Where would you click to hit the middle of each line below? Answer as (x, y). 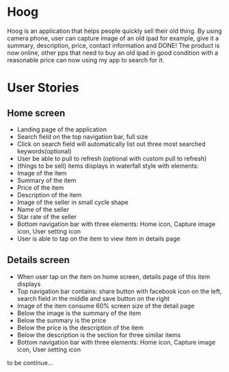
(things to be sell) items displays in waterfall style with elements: (108, 166)
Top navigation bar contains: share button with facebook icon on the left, (119, 291)
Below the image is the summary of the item (79, 313)
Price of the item (40, 187)
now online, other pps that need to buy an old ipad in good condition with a (113, 53)
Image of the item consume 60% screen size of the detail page (106, 306)
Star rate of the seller (47, 216)
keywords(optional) (44, 151)
